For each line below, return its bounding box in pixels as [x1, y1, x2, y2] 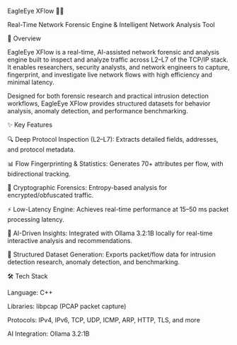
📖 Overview [7, 34, 41, 43]
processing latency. [7, 215, 65, 223]
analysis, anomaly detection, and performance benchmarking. [7, 107, 189, 115]
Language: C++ [7, 288, 53, 297]
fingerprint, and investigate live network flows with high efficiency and [7, 71, 212, 79]
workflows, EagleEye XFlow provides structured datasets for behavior [7, 99, 211, 108]
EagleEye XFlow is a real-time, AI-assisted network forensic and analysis [7, 48, 219, 56]
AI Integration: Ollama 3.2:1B [7, 329, 90, 338]
